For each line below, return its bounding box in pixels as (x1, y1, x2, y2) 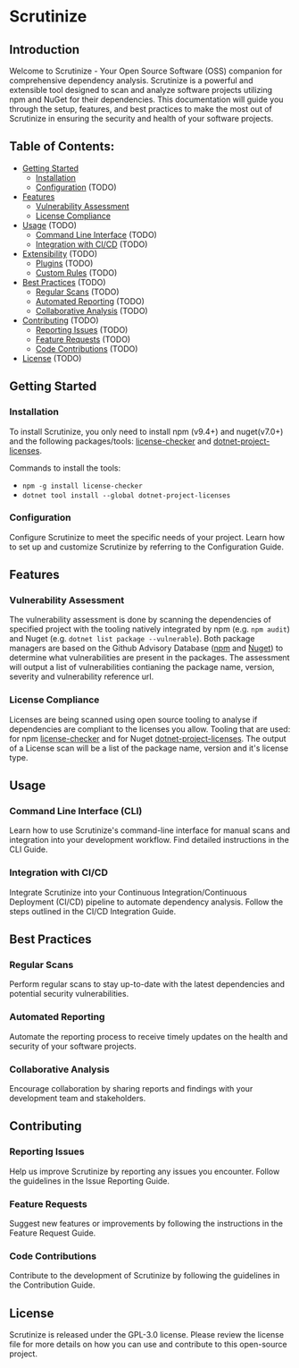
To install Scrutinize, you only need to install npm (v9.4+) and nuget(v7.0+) (9, 426, 284, 437)
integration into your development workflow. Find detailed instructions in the (9, 835, 290, 845)
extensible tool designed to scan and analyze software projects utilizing (9, 85, 273, 95)
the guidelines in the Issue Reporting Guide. (9, 1175, 170, 1186)
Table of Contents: (9, 139, 115, 154)
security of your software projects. (9, 1041, 137, 1051)
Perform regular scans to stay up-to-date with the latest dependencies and (9, 979, 286, 990)
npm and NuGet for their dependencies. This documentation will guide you (9, 94, 284, 105)
